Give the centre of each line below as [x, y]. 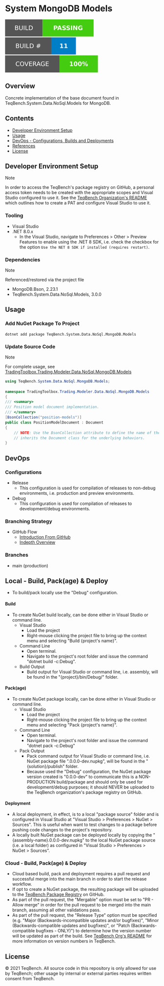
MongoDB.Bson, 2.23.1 [35, 289]
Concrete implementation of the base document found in [62, 98]
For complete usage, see [30, 366]
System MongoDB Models [59, 9]
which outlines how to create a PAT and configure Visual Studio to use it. [78, 203]
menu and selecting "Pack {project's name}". [72, 724]
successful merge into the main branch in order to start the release [79, 879]
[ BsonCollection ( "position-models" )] [43, 418]
